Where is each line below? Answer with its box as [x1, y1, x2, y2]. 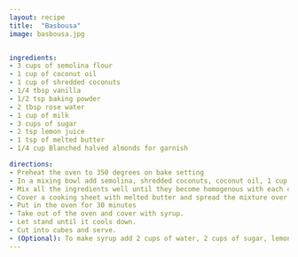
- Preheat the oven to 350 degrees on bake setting [9, 167, 204, 177]
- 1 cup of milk [9, 111, 69, 120]
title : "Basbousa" [9, 21, 82, 30]
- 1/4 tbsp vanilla [9, 86, 82, 95]
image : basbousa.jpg [9, 29, 86, 38]
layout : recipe [9, 12, 66, 22]
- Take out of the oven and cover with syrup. [9, 209, 184, 218]
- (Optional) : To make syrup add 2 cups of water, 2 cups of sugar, [9, 234, 268, 243]
